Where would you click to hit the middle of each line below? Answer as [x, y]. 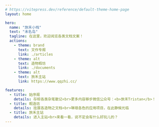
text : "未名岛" [24, 32]
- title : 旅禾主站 [26, 113]
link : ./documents [36, 68]
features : [15, 90]
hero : [10, 23]
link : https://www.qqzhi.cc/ [47, 81]
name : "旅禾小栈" [26, 27]
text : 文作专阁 [32, 50]
